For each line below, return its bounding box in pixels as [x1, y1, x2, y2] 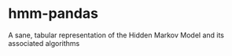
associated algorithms [8, 38, 80, 47]
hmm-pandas [8, 5, 98, 23]
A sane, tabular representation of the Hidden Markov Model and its [8, 30, 224, 40]
